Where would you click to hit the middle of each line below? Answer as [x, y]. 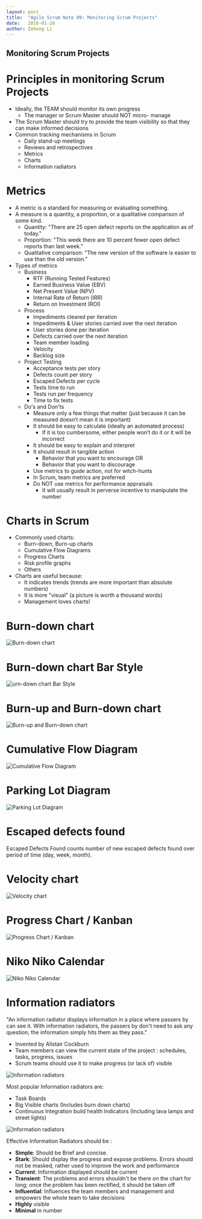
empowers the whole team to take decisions [70, 1197]
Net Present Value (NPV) [64, 291]
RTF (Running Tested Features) [71, 278]
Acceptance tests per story [67, 368]
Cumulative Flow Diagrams [57, 550]
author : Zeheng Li [29, 29]
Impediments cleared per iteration [75, 317]
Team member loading [61, 343]
